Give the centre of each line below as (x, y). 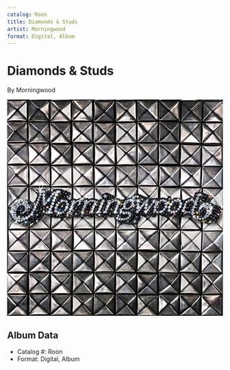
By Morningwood (31, 90)
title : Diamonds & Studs (42, 22)
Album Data (33, 335)
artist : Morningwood (37, 29)
